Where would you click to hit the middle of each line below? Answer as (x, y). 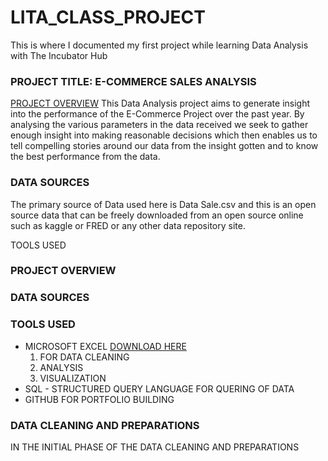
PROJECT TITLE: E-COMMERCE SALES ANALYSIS (133, 81)
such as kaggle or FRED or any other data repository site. (128, 225)
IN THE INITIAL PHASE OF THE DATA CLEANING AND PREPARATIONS (155, 447)
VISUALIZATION (73, 378)
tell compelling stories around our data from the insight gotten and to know (164, 146)
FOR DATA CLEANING (84, 357)
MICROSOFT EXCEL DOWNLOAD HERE (105, 346)
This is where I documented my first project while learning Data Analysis (159, 45)
